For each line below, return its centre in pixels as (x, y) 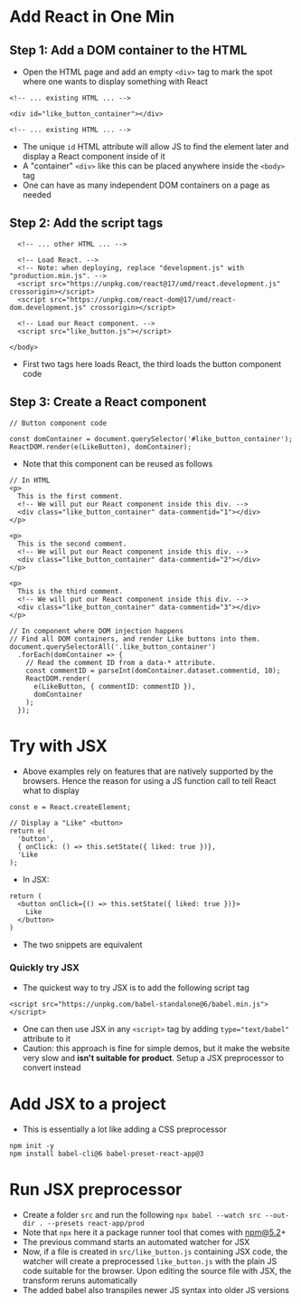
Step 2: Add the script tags (86, 223)
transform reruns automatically (80, 1280)
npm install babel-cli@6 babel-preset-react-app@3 (107, 1154)
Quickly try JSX (44, 968)
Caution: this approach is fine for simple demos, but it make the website (156, 1048)
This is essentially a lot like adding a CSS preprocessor (125, 1129)
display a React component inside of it (94, 156)
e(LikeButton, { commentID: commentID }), (114, 686)
